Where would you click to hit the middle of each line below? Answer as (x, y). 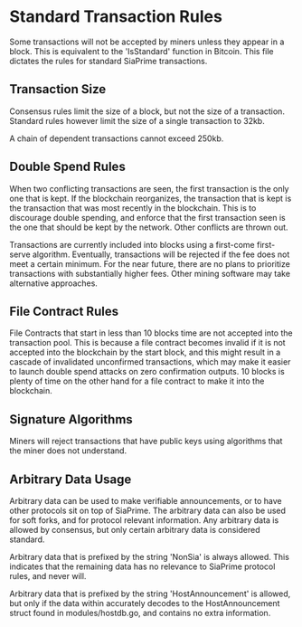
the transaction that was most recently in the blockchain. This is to (133, 208)
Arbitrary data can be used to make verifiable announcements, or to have (146, 501)
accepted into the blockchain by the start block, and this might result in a (145, 352)
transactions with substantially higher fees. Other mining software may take (150, 273)
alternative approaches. (53, 283)
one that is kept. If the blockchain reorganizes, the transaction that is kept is (151, 198)
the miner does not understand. (68, 451)
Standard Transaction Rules (116, 17)
